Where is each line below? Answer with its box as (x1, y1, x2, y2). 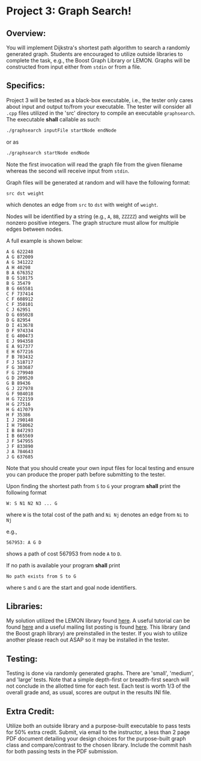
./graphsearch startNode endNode (6, 150, 90, 156)
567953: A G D (6, 539, 42, 545)
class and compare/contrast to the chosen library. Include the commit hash (6, 741, 192, 748)
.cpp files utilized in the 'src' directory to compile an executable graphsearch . (6, 109, 196, 117)
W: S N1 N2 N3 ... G (6, 500, 58, 506)
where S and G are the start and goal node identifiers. (6, 584, 137, 591)
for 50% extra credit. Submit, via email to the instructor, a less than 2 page (6, 729, 190, 736)
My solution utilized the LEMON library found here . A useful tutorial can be (6, 617, 190, 625)
